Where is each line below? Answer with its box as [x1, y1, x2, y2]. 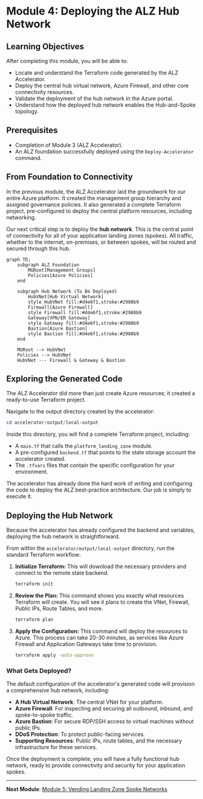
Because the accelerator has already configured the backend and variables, [6, 526, 195, 534]
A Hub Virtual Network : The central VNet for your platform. [14, 698, 164, 706]
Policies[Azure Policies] [28, 272, 94, 278]
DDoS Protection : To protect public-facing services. [14, 730, 145, 738]
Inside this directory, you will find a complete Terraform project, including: [6, 430, 190, 438]
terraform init [14, 581, 54, 587]
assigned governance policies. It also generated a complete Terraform [6, 201, 181, 208]
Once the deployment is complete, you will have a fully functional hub [6, 755, 180, 763]
